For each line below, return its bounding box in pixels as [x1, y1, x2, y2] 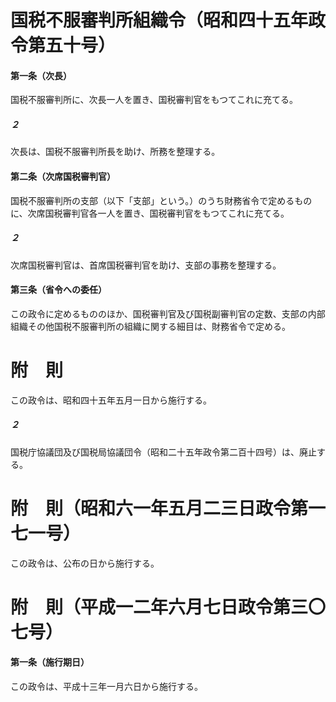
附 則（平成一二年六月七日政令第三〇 [10, 596, 327, 618]
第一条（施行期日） [10, 656, 90, 668]
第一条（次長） [10, 69, 72, 81]
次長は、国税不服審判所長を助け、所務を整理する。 [10, 146, 221, 158]
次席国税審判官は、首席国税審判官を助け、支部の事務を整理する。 [10, 259, 282, 271]
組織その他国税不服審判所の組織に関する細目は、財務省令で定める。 [10, 320, 291, 332]
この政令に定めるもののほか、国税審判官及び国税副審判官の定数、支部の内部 [10, 307, 326, 320]
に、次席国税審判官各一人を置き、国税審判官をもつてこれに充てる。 [10, 207, 290, 219]
